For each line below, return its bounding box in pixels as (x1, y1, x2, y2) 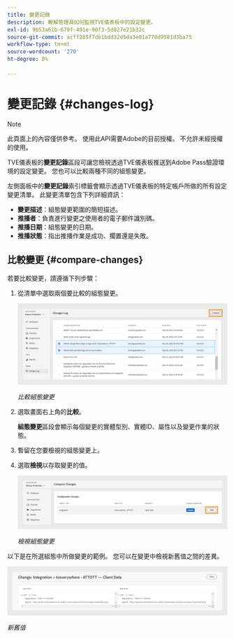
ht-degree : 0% (7, 56, 49, 63)
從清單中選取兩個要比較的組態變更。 (17, 289, 122, 297)
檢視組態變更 (17, 537, 54, 546)
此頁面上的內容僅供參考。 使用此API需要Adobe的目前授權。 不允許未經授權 (7, 134, 224, 143)
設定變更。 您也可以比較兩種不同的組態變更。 (19, 167, 150, 175)
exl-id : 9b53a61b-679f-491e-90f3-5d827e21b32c (7, 26, 145, 33)
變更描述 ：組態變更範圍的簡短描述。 (17, 205, 122, 214)
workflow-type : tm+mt (7, 41, 71, 48)
